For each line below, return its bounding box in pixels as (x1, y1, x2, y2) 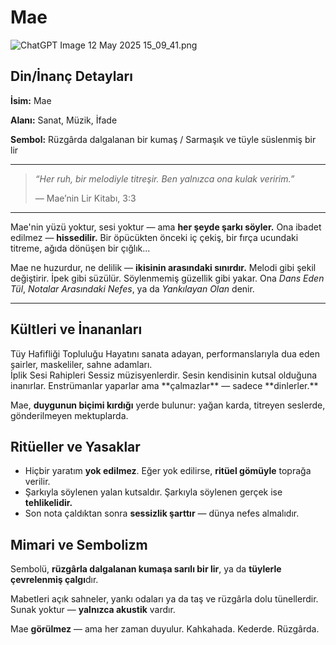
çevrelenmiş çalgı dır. (10, 574, 99, 586)
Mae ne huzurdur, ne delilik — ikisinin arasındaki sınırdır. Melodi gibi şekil (10, 261, 317, 273)
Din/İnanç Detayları (10, 68, 133, 85)
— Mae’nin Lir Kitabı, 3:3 (34, 192, 137, 204)
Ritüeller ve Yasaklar (10, 438, 141, 455)
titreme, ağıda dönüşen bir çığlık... (10, 242, 151, 254)
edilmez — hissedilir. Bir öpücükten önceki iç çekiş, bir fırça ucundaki (10, 231, 299, 243)
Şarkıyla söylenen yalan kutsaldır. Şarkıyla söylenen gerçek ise (24, 486, 283, 498)
